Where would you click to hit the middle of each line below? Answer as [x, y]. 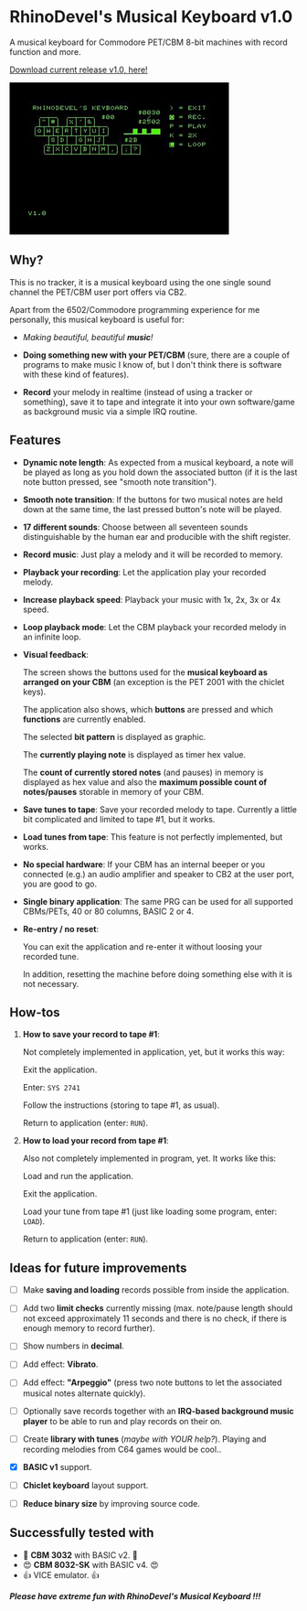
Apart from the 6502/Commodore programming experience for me [135, 309]
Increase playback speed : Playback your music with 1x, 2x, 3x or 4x [152, 599]
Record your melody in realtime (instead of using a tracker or [138, 392]
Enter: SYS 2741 [51, 1088]
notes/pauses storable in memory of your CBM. [113, 791]
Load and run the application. [78, 1176]
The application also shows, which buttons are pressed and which [148, 709]
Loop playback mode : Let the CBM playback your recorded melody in [154, 627]
